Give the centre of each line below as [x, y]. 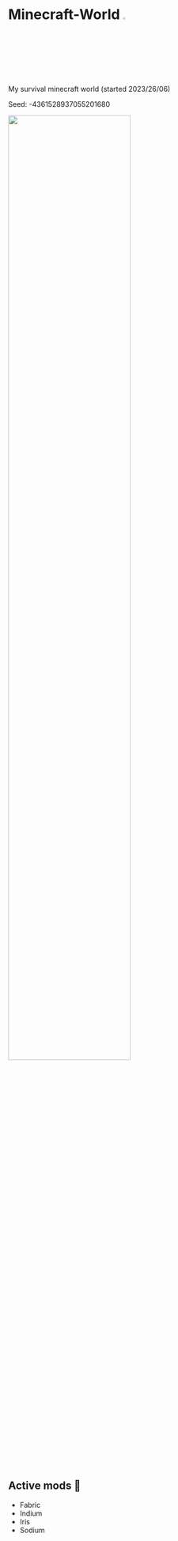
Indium [31, 1513]
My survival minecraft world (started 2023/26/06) [89, 89]
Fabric [30, 1505]
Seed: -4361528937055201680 [59, 104]
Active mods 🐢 [45, 1486]
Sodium [32, 1530]
